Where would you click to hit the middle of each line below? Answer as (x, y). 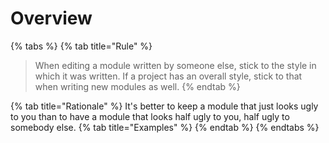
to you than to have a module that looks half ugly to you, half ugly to (150, 116)
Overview (51, 18)
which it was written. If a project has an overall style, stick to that (168, 76)
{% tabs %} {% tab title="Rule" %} (81, 46)
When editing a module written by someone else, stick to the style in (175, 65)
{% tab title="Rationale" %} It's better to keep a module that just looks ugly (164, 106)
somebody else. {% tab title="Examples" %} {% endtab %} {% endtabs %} (165, 127)
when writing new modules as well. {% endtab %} (137, 86)
